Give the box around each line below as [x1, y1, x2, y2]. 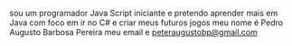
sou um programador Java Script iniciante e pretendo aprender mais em [9, 8, 278, 18]
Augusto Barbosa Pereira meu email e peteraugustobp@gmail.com [9, 27, 258, 37]
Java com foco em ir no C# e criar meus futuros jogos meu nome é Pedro [9, 17, 283, 28]
